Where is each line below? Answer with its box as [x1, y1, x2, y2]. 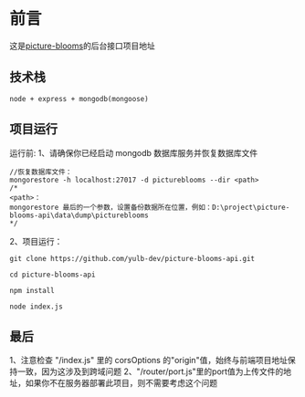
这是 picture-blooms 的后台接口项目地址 [9, 40, 155, 51]
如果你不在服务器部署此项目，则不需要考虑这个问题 [25, 378, 217, 389]
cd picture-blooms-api [9, 270, 96, 279]
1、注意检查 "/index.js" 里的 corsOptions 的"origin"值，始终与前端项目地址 [9, 355, 288, 366]
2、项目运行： [9, 235, 63, 246]
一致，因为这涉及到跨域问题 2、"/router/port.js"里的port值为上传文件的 [16, 366, 284, 377]
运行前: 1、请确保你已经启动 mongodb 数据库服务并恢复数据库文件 [9, 147, 258, 158]
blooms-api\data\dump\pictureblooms [9, 211, 149, 220]
